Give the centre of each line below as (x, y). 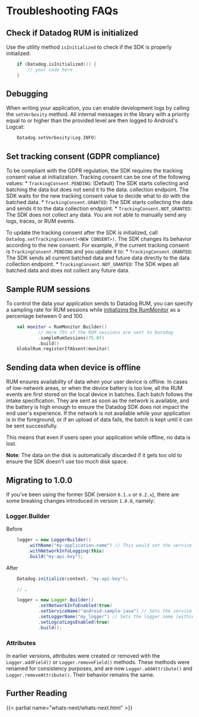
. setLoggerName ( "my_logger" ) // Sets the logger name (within (116, 617)
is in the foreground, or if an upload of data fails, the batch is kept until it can (99, 420)
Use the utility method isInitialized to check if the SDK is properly (89, 47)
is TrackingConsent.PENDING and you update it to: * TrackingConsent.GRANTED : (99, 252)
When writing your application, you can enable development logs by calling (98, 108)
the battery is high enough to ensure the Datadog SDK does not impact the (97, 407)
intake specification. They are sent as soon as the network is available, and (98, 401)
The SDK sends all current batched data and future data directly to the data (98, 258)
